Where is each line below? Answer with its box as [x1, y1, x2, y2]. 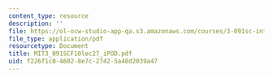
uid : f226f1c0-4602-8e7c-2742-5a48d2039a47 [8, 58, 158, 66]
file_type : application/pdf [8, 34, 104, 43]
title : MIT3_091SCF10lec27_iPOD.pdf [8, 50, 132, 58]
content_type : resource [8, 11, 89, 20]
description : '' [8, 19, 63, 28]
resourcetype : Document [8, 42, 89, 50]
